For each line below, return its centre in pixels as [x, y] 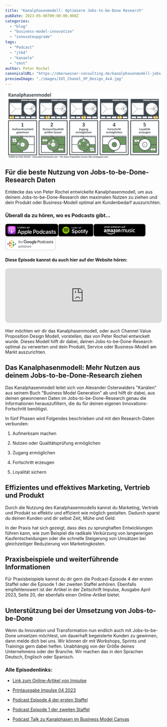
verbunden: [17, 423]
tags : [11, 42]
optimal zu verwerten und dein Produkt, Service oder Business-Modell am [81, 347]
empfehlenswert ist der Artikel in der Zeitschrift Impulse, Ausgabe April [78, 590]
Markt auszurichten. [26, 352]
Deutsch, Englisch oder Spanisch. [40, 657]
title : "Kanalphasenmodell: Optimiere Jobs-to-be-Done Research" [74, 10]
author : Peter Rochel [28, 68]
